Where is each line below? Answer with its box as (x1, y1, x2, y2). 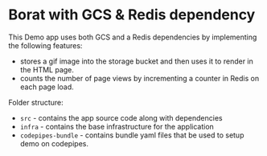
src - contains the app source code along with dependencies (19, 113, 223, 122)
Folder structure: (8, 97, 64, 107)
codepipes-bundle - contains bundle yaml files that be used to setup (19, 130, 244, 140)
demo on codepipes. (19, 138, 88, 148)
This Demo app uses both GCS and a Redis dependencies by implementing (8, 32, 257, 42)
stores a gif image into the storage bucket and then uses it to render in (19, 56, 253, 66)
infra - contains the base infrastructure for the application (19, 121, 215, 131)
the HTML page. (19, 64, 75, 74)
